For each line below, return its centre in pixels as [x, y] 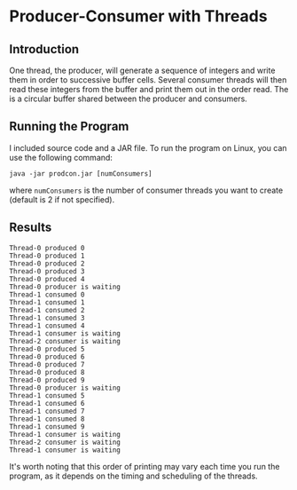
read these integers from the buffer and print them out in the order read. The [149, 89]
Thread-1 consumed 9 [47, 427]
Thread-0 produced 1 [47, 256]
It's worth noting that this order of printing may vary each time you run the [145, 466]
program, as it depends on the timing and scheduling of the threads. [134, 476]
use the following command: [61, 157]
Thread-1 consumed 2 [47, 310]
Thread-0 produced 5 [47, 349]
